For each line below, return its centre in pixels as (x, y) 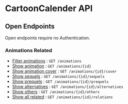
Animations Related (29, 50)
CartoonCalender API (49, 8)
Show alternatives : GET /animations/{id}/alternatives (68, 87)
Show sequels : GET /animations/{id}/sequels (58, 76)
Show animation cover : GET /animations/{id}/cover (64, 71)
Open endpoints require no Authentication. (48, 38)
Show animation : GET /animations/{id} (51, 66)
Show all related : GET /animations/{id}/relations (62, 97)
